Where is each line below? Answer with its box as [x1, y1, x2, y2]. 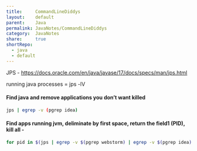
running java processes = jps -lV [6, 81, 86, 88]
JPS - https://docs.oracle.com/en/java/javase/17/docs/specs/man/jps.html [6, 69, 188, 76]
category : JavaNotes [6, 31, 60, 37]
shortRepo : [6, 42, 33, 48]
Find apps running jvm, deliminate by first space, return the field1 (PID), [6, 120, 185, 127]
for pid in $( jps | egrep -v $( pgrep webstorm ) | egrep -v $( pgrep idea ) [6, 139, 192, 145]
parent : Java [6, 20, 46, 25]
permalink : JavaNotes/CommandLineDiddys [6, 25, 108, 31]
